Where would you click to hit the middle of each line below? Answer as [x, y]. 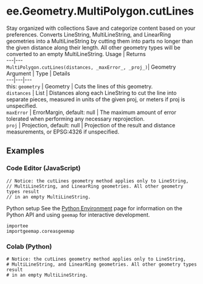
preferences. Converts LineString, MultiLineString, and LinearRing [89, 34]
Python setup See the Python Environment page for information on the [95, 208]
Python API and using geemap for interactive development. [78, 215]
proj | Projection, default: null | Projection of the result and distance [91, 125]
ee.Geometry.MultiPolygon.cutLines [100, 11]
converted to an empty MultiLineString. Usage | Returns [76, 54]
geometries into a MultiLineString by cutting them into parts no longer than [100, 41]
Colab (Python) [29, 246]
